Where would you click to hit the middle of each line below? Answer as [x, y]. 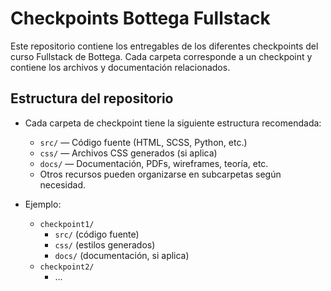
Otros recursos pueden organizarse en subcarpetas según [160, 174]
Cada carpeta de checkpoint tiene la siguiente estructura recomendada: [173, 123]
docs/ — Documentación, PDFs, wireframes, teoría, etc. [154, 163]
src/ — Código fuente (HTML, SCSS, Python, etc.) [143, 142]
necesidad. [63, 184]
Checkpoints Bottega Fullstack [140, 18]
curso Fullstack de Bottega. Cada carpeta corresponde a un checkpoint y [161, 56]
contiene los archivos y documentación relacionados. [120, 67]
